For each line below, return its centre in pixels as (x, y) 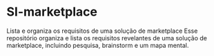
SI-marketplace (52, 12)
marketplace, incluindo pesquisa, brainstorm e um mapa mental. (98, 45)
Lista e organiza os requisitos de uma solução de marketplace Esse (102, 31)
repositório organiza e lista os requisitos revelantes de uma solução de (107, 38)
